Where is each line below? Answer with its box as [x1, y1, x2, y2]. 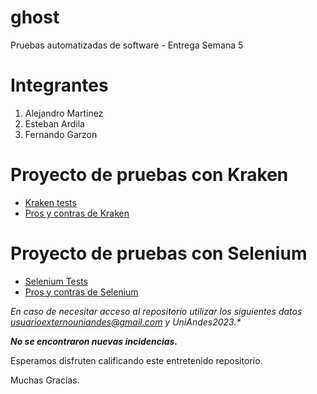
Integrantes [10, 74, 109, 97]
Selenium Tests [24, 275, 88, 287]
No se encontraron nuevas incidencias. [10, 335, 178, 347]
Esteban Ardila [24, 117, 85, 130]
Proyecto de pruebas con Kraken [10, 164, 289, 186]
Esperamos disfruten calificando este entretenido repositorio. [10, 354, 263, 366]
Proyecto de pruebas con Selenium [10, 242, 308, 265]
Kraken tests [24, 196, 77, 208]
